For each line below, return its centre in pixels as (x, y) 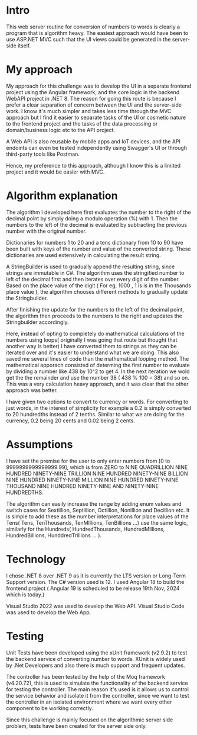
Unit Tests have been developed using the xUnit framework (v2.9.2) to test (97, 653)
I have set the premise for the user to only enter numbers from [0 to (88, 461)
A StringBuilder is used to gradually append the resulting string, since (91, 267)
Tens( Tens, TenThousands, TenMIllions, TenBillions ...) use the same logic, (97, 522)
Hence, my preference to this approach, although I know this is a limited (93, 165)
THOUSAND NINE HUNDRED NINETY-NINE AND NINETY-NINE (83, 486)
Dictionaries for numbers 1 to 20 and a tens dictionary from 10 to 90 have (95, 242)
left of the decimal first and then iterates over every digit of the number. (93, 279)
